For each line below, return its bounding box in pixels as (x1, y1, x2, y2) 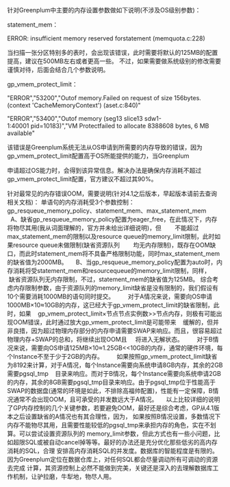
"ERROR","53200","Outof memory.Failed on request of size (7, 94, 173, 102)
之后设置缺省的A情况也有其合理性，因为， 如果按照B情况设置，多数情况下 (12, 412, 221, 420)
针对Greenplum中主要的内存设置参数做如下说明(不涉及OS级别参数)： (7, 6, 201, 14)
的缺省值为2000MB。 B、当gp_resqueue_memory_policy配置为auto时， (7, 258, 217, 266)
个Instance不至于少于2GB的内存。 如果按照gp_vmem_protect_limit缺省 (7, 353, 218, 360)
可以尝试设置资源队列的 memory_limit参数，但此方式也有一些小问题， (18, 429, 214, 438)
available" (7, 129, 36, 137)
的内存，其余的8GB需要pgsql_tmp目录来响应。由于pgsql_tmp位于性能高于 (7, 378, 216, 386)
